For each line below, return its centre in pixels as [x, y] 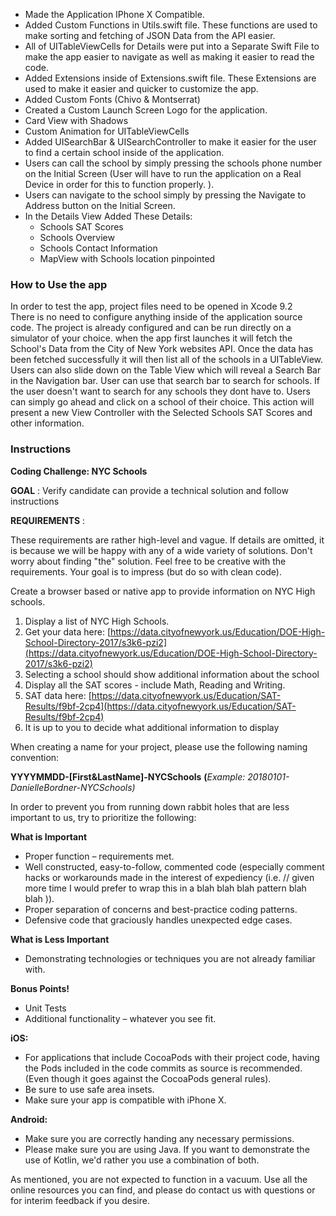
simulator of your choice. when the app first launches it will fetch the [151, 338]
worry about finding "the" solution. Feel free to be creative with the [148, 561]
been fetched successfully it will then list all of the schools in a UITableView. [167, 360]
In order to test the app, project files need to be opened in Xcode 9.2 [151, 306]
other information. [47, 423]
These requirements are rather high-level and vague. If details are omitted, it [167, 540]
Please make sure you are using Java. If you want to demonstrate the [167, 1149]
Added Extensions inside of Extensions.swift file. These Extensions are [170, 78]
